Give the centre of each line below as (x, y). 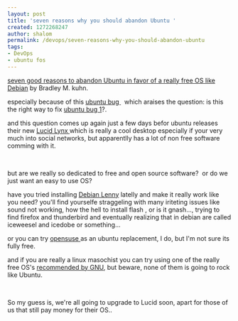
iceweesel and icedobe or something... (64, 224)
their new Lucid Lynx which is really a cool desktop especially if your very (115, 130)
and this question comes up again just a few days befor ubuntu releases (113, 123)
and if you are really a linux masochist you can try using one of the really (114, 259)
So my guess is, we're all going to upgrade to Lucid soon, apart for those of (118, 302)
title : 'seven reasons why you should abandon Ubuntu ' (92, 21)
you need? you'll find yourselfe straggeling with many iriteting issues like (114, 202)
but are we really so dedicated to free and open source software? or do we (118, 173)
